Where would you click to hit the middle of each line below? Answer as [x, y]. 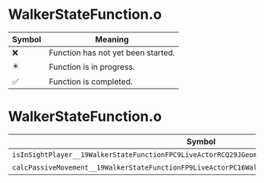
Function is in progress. [92, 67]
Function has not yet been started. [112, 53]
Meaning [112, 39]
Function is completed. [91, 82]
